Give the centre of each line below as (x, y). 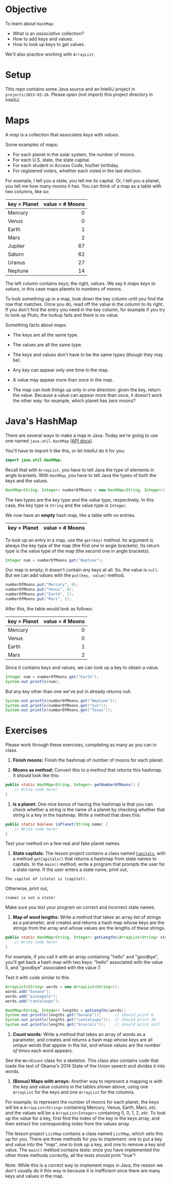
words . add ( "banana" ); (28, 991)
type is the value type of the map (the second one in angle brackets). (78, 551)
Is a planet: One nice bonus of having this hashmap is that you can (83, 804)
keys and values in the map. (35, 1176)
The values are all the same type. (47, 345)
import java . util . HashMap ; (34, 460)
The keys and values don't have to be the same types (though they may (88, 354)
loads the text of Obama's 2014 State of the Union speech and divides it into (85, 1066)
